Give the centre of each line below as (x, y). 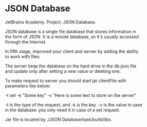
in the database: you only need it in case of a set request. (63, 110)
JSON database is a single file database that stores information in (71, 31)
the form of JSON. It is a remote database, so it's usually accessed (72, 37)
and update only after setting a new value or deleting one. (63, 71)
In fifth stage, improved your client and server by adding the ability (72, 51)
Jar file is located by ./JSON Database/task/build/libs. (59, 119)
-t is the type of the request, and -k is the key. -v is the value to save (74, 105)
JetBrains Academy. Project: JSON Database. (51, 22)
